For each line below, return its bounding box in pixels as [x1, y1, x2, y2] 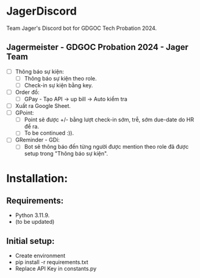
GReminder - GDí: [15, 136, 60, 144]
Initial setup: [6, 236, 55, 246]
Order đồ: [15, 88, 40, 96]
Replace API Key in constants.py [15, 265, 96, 273]
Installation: [6, 171, 68, 185]
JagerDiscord [6, 4, 77, 18]
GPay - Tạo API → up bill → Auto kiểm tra [24, 96, 128, 102]
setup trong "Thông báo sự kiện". [24, 150, 109, 157]
